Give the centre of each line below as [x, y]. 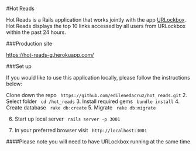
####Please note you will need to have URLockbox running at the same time [98, 142]
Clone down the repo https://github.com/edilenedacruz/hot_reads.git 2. [97, 95]
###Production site [29, 44]
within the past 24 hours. [36, 32]
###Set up [19, 66]
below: [14, 84]
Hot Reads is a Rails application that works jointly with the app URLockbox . [96, 20]
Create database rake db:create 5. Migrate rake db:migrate [81, 107]
